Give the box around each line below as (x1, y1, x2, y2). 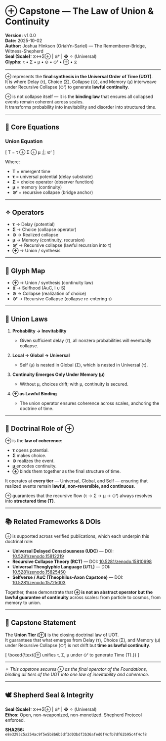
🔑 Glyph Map (5, 267, 45, 275)
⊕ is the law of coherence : (5, 437, 63, 443)
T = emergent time (12, 168, 50, 174)
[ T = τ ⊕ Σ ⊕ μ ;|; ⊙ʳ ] (5, 149, 55, 155)
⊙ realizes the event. (12, 458, 55, 463)
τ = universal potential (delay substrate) (12, 174, 93, 180)
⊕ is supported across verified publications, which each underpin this (5, 533, 150, 539)
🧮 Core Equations (5, 123, 60, 132)
